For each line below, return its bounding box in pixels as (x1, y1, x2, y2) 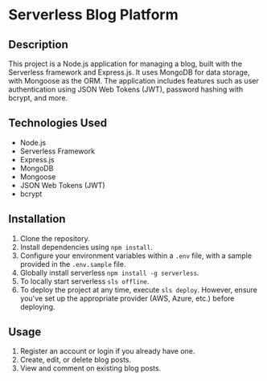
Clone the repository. (19, 233, 90, 243)
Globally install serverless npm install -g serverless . (19, 268, 199, 277)
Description (8, 38, 68, 51)
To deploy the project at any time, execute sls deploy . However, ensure (19, 285, 258, 294)
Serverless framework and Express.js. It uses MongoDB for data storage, (8, 68, 250, 77)
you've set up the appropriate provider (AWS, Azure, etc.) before (19, 293, 235, 303)
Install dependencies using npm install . (19, 242, 153, 252)
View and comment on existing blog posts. (19, 363, 162, 373)
